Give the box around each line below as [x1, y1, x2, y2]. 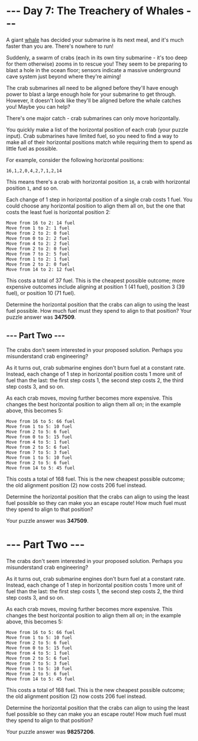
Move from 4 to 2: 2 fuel [6, 241, 70, 247]
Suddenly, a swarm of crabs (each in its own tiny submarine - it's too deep [6, 54, 188, 61]
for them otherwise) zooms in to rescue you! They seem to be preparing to [6, 60, 188, 67]
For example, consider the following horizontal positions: [6, 156, 144, 163]
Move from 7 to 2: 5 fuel [6, 251, 70, 257]
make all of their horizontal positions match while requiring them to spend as [6, 138, 193, 145]
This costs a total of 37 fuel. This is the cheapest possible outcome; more [6, 277, 185, 284]
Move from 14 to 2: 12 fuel [6, 266, 76, 273]
